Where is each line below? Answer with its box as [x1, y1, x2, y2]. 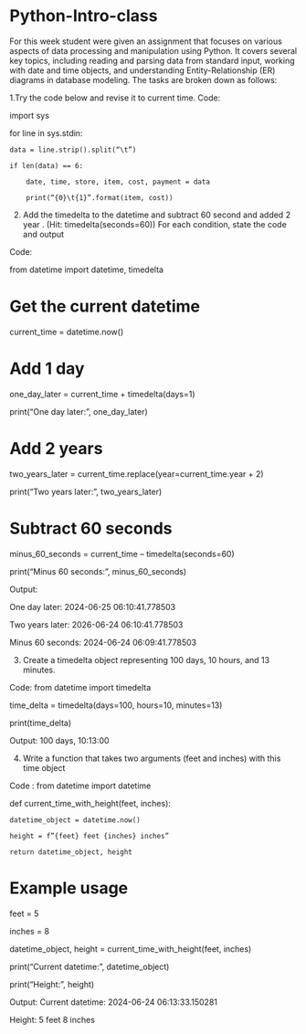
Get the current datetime [9, 296, 201, 317]
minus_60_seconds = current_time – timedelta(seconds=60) [9, 548, 235, 559]
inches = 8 [9, 925, 50, 936]
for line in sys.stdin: [9, 127, 83, 138]
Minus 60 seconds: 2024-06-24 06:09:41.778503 [9, 637, 197, 648]
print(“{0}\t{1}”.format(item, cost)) [26, 193, 174, 202]
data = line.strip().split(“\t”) [9, 145, 137, 154]
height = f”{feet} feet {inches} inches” [9, 831, 170, 840]
